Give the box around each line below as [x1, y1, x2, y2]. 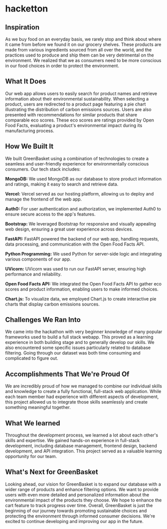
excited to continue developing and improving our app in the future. [5, 518, 144, 524]
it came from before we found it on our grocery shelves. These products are [5, 41, 162, 47]
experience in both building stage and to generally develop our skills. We [5, 339, 155, 345]
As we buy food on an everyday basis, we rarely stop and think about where [5, 36, 162, 42]
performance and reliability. [5, 271, 62, 277]
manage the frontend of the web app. [5, 196, 82, 202]
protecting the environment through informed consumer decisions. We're [5, 513, 156, 519]
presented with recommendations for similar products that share [5, 111, 138, 117]
